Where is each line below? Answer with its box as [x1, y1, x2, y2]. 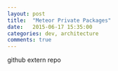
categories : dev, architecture [7, 30, 99, 37]
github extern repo [7, 56, 61, 64]
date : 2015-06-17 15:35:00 [7, 23, 93, 30]
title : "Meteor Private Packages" [7, 17, 112, 24]
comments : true [7, 37, 52, 44]
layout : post [7, 10, 46, 18]
